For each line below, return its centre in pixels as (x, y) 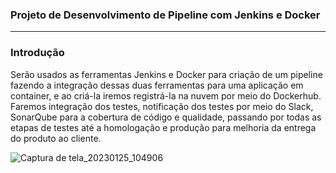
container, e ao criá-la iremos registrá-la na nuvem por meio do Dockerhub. (166, 95)
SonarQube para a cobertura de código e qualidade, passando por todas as (166, 117)
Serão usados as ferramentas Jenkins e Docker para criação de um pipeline (166, 74)
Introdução (37, 53)
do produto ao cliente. (56, 138)
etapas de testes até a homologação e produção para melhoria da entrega (163, 127)
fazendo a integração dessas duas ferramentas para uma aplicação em (157, 85)
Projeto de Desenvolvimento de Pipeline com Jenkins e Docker (165, 15)
